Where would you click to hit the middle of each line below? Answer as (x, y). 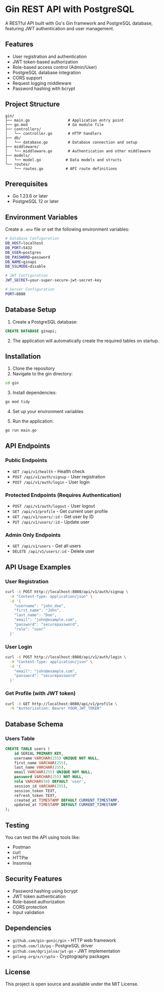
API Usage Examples (38, 567)
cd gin (12, 383)
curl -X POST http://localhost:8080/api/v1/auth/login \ (66, 657)
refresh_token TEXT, (35, 796)
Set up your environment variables (48, 412)
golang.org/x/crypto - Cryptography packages (61, 956)
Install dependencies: (34, 392)
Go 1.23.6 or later (30, 196)
